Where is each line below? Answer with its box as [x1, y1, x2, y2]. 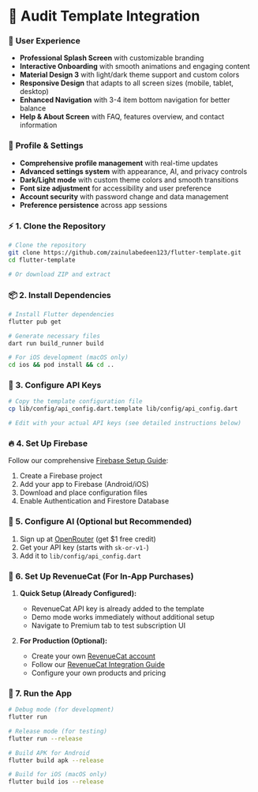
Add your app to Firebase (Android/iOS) [19, 480, 149, 489]
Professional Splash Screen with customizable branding [19, 53, 204, 62]
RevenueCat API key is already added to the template [31, 604, 205, 613]
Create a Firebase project [19, 471, 103, 481]
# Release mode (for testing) [8, 727, 108, 735]
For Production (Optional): [19, 635, 108, 645]
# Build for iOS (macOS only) [8, 771, 108, 779]
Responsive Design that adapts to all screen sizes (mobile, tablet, [19, 78, 234, 88]
